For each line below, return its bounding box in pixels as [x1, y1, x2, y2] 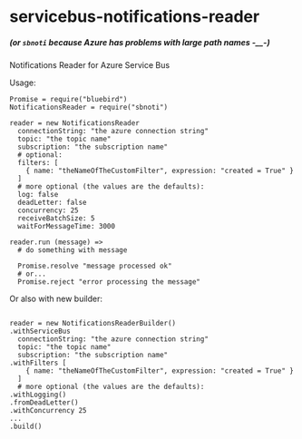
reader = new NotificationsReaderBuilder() [9, 319, 177, 328]
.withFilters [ [9, 358, 67, 368]
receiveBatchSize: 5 [17, 214, 95, 223]
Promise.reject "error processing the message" [17, 278, 201, 287]
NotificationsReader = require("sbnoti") [9, 102, 169, 112]
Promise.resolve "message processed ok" [17, 261, 172, 271]
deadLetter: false [17, 198, 88, 208]
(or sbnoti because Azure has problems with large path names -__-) [9, 36, 270, 47]
